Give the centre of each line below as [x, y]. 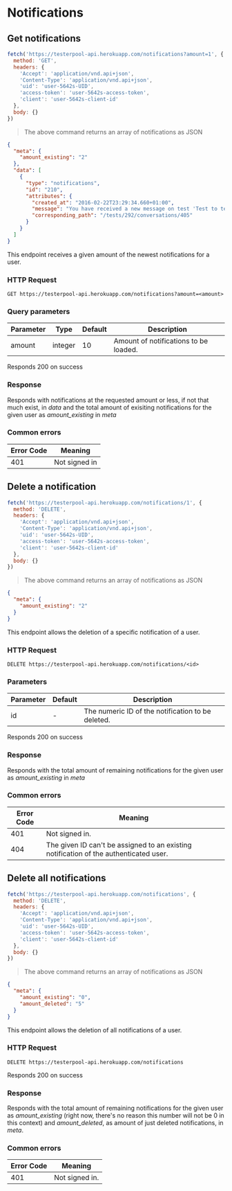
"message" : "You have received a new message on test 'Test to [125, 209]
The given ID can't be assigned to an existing [119, 845]
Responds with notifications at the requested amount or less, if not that [108, 400]
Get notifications [44, 38]
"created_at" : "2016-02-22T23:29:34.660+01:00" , [103, 202]
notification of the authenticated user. [107, 854]
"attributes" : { [49, 196]
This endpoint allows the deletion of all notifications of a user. [95, 1030]
